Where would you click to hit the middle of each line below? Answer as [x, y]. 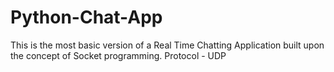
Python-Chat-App [86, 17]
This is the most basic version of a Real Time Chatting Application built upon [167, 45]
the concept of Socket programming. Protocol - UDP [118, 55]
